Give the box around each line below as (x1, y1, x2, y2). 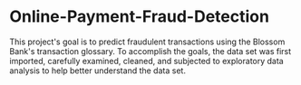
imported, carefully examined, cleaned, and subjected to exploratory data (9, 55, 284, 66)
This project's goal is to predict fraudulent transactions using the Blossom (9, 36, 286, 47)
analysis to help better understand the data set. (9, 65, 186, 76)
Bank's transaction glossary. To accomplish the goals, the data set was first (9, 45, 292, 56)
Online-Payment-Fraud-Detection (9, 6, 270, 27)
